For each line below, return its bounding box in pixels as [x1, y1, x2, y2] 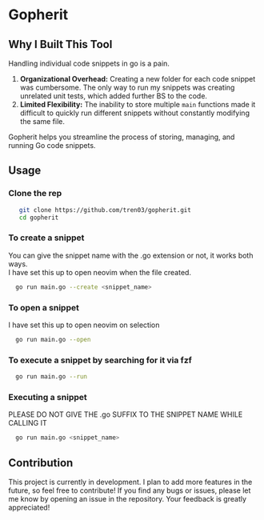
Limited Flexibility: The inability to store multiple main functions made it [19, 100, 256, 109]
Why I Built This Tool [8, 38, 113, 51]
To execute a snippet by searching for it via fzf [8, 354, 192, 366]
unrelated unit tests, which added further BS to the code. [19, 91, 208, 101]
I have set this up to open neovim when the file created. [8, 267, 192, 277]
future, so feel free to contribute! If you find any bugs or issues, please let [8, 486, 251, 495]
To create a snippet [8, 232, 85, 243]
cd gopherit [18, 214, 59, 222]
